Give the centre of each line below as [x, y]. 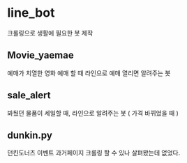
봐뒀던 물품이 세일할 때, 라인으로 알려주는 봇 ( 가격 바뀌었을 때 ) [93, 113]
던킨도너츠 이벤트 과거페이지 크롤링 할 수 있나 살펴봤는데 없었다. [94, 153]
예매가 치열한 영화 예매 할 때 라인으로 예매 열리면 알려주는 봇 [89, 73]
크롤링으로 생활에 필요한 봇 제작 [50, 33]
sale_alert [29, 95]
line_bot [31, 13]
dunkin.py [30, 135]
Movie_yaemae [41, 55]
